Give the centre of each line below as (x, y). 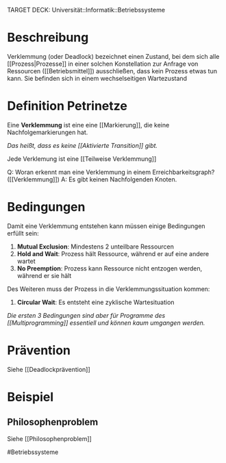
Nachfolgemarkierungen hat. (48, 132)
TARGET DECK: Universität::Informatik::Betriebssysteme (86, 10)
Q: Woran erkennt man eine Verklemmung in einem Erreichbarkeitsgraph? (111, 172)
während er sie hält (44, 275)
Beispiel (30, 397)
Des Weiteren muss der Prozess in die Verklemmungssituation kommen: (109, 289)
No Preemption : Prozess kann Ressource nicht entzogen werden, (110, 268)
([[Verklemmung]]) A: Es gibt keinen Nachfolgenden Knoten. (92, 179)
